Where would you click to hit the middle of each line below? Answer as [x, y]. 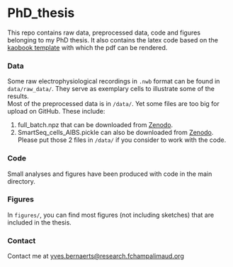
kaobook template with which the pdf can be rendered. [87, 47]
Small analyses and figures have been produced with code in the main [110, 174]
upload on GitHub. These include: [56, 112]
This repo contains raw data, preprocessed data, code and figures [104, 32]
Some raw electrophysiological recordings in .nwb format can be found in [114, 81]
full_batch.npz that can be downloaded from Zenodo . [95, 125]
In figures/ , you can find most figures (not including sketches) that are [111, 215]
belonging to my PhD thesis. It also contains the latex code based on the [113, 40]
